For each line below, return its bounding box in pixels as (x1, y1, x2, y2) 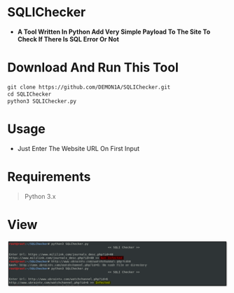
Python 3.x (24, 192, 56, 200)
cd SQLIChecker (7, 91, 52, 98)
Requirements (7, 169, 91, 185)
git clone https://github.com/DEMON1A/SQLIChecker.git (7, 84, 171, 91)
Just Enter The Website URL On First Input (17, 144, 140, 152)
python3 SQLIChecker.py (7, 98, 77, 105)
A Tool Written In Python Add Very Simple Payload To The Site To (17, 27, 211, 36)
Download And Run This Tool (7, 60, 179, 76)
